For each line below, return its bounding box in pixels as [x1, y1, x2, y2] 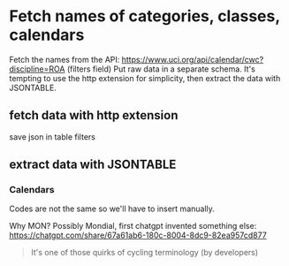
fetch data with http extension [9, 108, 179, 123]
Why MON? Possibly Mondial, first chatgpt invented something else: [9, 221, 257, 232]
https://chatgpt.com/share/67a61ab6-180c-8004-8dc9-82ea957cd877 [9, 230, 267, 240]
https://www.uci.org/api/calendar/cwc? [121, 54, 264, 65]
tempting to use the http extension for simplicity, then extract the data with [9, 72, 281, 83]
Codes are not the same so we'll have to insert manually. [9, 203, 215, 214]
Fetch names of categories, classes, [9, 6, 280, 27]
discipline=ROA [9, 64, 65, 74]
